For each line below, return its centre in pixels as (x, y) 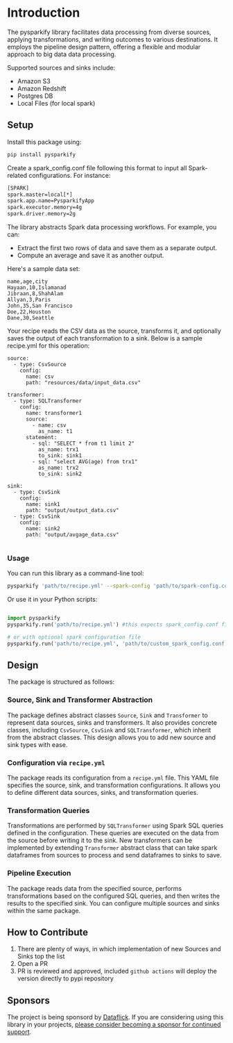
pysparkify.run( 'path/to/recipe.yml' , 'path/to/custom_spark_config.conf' (118, 643)
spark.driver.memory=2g (42, 214)
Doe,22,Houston (29, 312)
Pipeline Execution (39, 873)
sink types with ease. (37, 744)
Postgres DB (35, 96)
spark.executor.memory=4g (44, 207)
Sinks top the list (41, 956)
